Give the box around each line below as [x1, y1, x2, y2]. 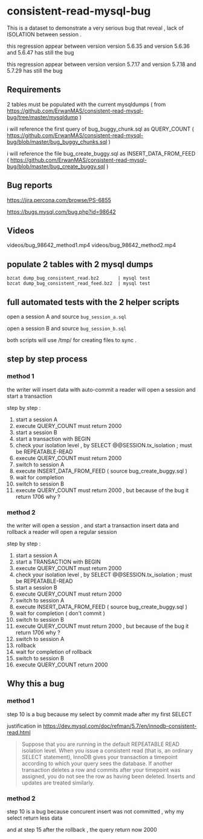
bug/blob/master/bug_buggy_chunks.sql [7, 138, 108, 145]
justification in [7, 722, 42, 729]
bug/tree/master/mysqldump [7, 113, 79, 120]
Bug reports [7, 180, 53, 191]
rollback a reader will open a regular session [7, 528, 117, 535]
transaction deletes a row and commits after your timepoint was [21, 766, 181, 773]
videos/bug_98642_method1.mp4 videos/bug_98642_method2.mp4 [7, 242, 176, 249]
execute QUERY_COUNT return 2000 [15, 661, 108, 668]
